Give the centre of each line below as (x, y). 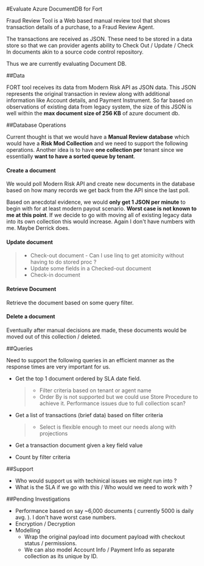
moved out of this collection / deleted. (54, 336)
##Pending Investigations (38, 499)
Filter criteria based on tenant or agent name (95, 390)
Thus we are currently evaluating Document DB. (66, 64)
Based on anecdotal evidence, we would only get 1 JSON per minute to (96, 202)
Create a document (31, 170)
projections (54, 433)
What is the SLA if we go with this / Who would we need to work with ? (104, 487)
